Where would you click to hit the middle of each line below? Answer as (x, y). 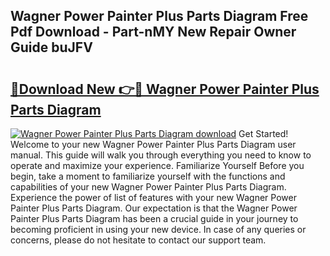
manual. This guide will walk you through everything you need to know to (161, 155)
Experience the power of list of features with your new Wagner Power (153, 197)
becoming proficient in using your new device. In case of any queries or (158, 229)
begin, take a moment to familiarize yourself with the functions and (148, 176)
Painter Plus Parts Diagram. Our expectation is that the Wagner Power (154, 208)
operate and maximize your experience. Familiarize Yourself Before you (157, 165)
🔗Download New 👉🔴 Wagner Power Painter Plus (165, 89)
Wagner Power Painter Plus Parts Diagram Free (159, 16)
